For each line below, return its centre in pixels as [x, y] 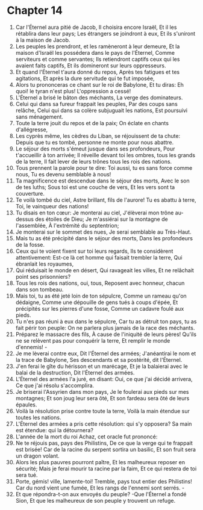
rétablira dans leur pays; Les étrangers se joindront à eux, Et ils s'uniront [105, 33]
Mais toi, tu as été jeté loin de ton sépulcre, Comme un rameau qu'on [101, 296]
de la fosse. [30, 244]
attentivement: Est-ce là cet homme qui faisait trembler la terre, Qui [99, 257]
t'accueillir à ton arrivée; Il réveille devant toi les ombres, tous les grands [105, 155]
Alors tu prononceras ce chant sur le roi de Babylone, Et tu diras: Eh [100, 84]
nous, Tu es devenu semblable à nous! [63, 174]
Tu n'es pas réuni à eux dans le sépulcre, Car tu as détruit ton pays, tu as [106, 321]
